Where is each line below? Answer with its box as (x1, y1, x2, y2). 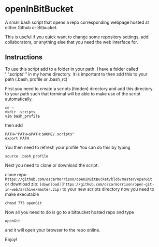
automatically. (5, 96, 33, 102)
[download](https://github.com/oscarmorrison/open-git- (39, 182, 155, 187)
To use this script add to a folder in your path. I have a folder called (5, 66, 139, 72)
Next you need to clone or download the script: (5, 162, 99, 168)
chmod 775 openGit (5, 201, 42, 205)
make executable (5, 191, 39, 197)
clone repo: (5, 171, 28, 177)
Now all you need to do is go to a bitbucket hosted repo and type (5, 209, 134, 215)
